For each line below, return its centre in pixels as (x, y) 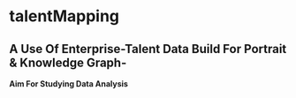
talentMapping (65, 16)
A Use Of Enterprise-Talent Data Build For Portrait (148, 49)
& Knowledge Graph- (68, 62)
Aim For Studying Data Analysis (68, 84)
